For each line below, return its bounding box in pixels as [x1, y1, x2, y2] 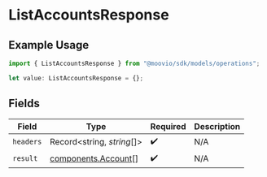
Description [194, 120, 241, 132]
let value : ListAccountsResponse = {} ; [8, 74, 144, 82]
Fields [8, 97, 41, 110]
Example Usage [8, 38, 90, 52]
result [12, 154, 38, 163]
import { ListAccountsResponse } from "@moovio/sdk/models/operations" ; [8, 59, 260, 67]
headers [12, 137, 42, 147]
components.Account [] [50, 153, 139, 164]
